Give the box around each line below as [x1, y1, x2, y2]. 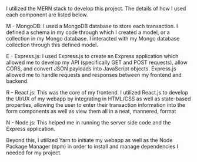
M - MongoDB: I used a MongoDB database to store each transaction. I [6, 23, 178, 29]
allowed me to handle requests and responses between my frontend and [6, 72, 182, 78]
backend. [6, 77, 29, 85]
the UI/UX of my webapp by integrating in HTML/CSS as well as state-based [6, 95, 191, 102]
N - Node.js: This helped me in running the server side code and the [6, 119, 171, 126]
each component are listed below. [6, 11, 88, 18]
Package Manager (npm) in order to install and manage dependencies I [6, 143, 178, 150]
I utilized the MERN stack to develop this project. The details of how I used [6, 5, 186, 12]
